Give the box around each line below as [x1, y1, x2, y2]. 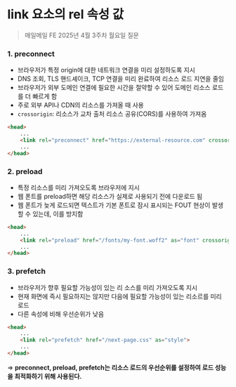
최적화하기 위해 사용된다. [14, 372, 82, 380]
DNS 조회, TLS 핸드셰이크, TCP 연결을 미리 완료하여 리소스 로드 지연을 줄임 [17, 74, 225, 83]
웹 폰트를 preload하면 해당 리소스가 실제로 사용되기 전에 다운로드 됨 [17, 192, 203, 200]
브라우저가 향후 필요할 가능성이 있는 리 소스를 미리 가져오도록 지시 [17, 283, 198, 291]
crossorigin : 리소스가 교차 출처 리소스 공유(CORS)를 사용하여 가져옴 [17, 110, 207, 118]
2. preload [7, 166, 43, 176]
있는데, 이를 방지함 [32, 209, 84, 218]
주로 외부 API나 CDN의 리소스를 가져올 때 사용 [17, 101, 144, 110]
